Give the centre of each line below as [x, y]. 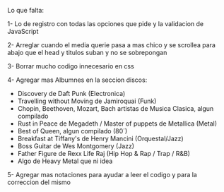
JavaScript [23, 31]
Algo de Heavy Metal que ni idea [65, 161]
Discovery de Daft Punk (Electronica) [71, 94]
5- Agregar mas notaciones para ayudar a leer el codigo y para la [102, 175]
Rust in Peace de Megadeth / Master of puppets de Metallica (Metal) [117, 124]
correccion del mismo [39, 182]
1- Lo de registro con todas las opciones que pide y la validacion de [105, 24]
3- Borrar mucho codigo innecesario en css [71, 66]
